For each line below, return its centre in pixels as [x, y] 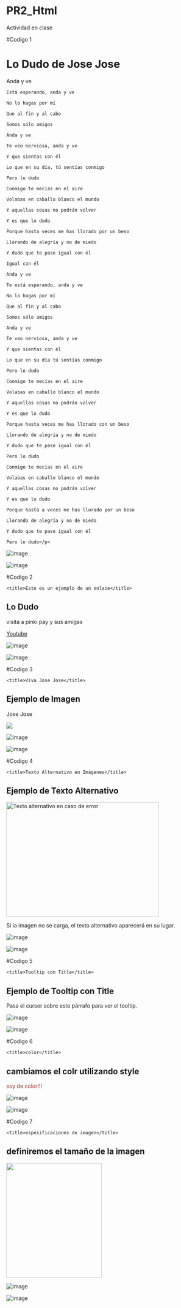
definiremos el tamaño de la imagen [76, 1152]
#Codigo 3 [20, 669]
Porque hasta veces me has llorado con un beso [68, 424]
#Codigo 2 [20, 577]
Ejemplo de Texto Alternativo [62, 791]
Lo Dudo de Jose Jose [63, 64]
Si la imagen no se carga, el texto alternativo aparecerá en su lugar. [91, 926]
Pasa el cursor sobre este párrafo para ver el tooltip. [72, 1006]
